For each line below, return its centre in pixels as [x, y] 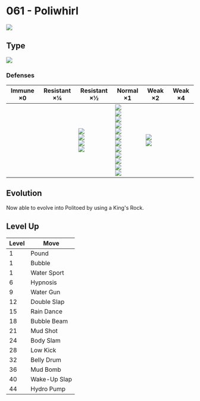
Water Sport [47, 272]
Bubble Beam [49, 321]
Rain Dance [46, 311]
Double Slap [48, 301]
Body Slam [46, 340]
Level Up [23, 227]
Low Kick [43, 350]
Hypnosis [44, 282]
